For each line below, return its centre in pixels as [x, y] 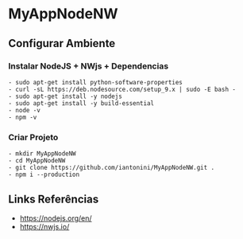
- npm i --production [44, 175]
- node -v [25, 110]
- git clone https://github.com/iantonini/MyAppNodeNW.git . [112, 168]
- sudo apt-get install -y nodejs [66, 96]
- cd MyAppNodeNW [37, 161]
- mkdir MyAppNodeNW [42, 154]
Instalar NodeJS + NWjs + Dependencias [89, 66]
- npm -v [23, 117]
